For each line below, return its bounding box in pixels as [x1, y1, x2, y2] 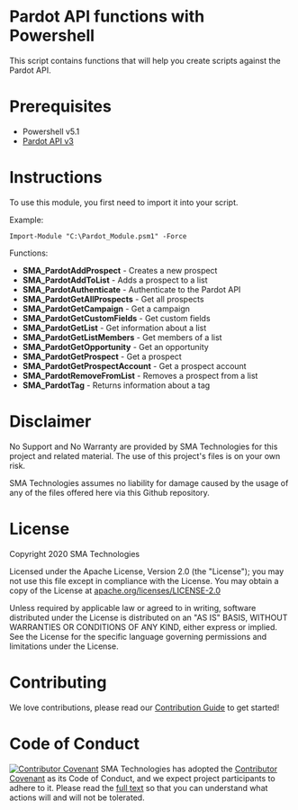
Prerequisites [9, 96, 113, 117]
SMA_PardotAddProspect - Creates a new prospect [22, 265, 218, 275]
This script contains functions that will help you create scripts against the [9, 55, 281, 66]
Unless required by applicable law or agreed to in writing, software [9, 602, 257, 613]
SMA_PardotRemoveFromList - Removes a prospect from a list [22, 370, 258, 381]
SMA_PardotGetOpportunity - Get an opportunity [22, 341, 209, 352]
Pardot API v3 [22, 135, 74, 146]
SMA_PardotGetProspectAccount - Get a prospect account [22, 360, 247, 371]
